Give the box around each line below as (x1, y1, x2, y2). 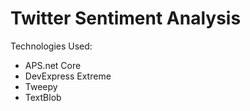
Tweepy (24, 80, 58, 92)
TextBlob (24, 91, 62, 103)
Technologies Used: (10, 40, 93, 52)
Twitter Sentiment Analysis (10, 7, 242, 30)
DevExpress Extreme (24, 70, 112, 82)
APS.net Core (24, 59, 82, 71)
